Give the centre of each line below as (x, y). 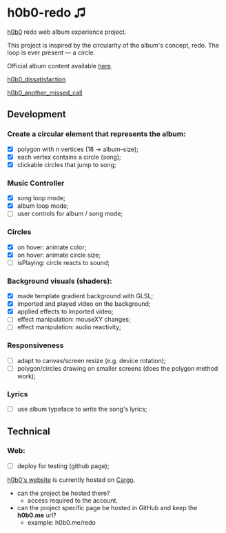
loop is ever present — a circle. (51, 52)
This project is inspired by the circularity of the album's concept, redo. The (113, 45)
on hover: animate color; (52, 247)
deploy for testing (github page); (63, 466)
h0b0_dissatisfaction (37, 79)
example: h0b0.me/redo (62, 522)
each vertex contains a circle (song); (69, 157)
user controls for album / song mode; (70, 214)
